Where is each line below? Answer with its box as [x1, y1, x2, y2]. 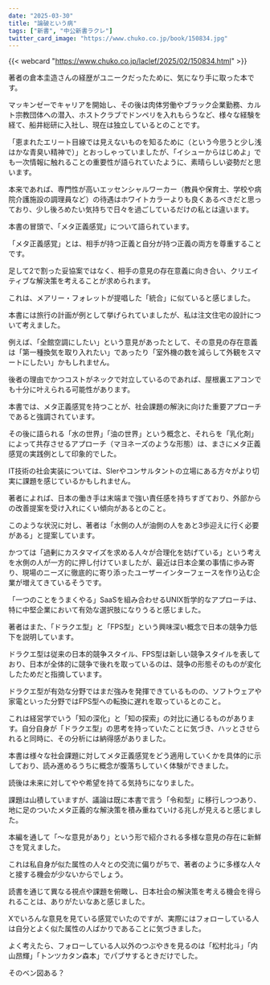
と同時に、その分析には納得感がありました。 [22, 734, 170, 744]
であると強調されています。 [8, 412, 100, 422]
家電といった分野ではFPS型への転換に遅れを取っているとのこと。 [8, 697, 226, 707]
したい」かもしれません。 [29, 357, 114, 367]
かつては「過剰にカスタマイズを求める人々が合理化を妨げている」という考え [8, 548, 262, 558]
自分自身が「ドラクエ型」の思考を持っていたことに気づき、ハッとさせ [21, 723, 253, 733]
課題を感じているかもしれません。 [22, 476, 135, 486]
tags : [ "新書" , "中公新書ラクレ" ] [8, 27, 113, 35]
